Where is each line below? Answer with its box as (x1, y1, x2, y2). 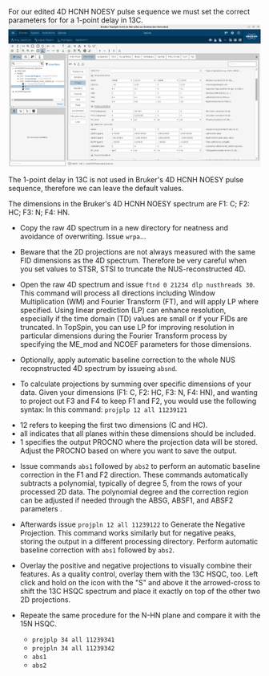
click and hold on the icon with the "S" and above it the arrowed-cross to (19, 577, 261, 587)
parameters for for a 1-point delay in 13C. (8, 15, 143, 25)
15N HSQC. (19, 618, 58, 629)
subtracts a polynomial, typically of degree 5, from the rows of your (19, 478, 243, 488)
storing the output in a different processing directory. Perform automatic (19, 536, 259, 546)
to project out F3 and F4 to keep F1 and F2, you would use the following (19, 396, 257, 405)
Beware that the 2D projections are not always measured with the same (19, 246, 256, 256)
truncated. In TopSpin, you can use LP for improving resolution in (19, 322, 235, 332)
